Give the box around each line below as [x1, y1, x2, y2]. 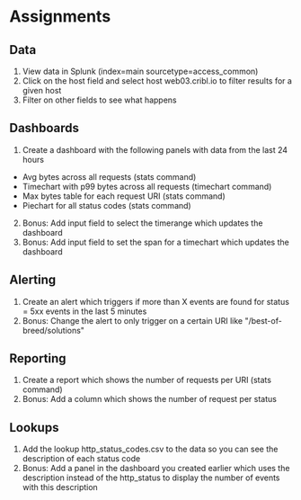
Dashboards [9, 121, 79, 136]
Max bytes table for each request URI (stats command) [22, 191, 226, 201]
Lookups [9, 420, 59, 435]
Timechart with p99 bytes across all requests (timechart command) [22, 181, 272, 192]
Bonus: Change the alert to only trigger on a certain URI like [22, 315, 243, 326]
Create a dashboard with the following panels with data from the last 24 [22, 144, 288, 155]
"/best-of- [244, 315, 283, 326]
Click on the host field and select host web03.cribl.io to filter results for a [22, 76, 292, 86]
